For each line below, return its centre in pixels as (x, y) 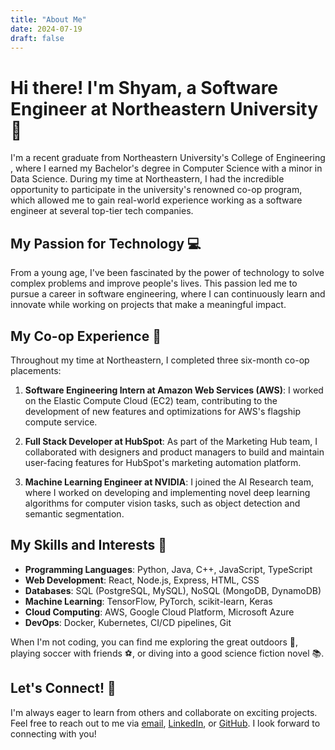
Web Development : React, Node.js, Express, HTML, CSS (142, 580)
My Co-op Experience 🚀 (86, 336)
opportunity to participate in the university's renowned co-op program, (156, 190)
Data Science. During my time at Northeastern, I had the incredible (147, 179)
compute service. (61, 422)
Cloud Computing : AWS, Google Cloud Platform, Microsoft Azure (159, 612)
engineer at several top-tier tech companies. (102, 211)
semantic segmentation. (74, 513)
